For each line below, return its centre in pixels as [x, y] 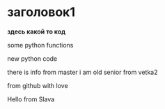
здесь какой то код [37, 31]
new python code [32, 58]
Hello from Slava [31, 99]
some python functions [40, 45]
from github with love [38, 85]
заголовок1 [41, 12]
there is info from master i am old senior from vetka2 [82, 72]
